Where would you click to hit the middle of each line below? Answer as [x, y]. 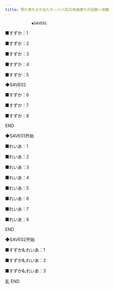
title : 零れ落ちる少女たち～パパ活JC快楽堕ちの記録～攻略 [57, 10]
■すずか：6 [17, 95]
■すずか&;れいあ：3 [26, 271]
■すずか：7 [17, 105]
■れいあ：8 [17, 219]
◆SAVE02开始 [20, 239]
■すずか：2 [17, 43]
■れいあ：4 [17, 177]
